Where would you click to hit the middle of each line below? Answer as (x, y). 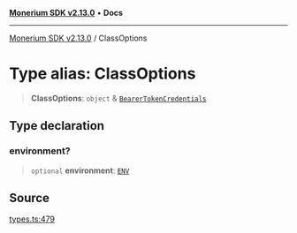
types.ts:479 (32, 219)
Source (30, 198)
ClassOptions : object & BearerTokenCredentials (118, 98)
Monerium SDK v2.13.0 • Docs (66, 13)
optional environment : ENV (80, 170)
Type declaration (57, 126)
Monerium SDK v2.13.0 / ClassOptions (78, 38)
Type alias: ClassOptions (103, 74)
